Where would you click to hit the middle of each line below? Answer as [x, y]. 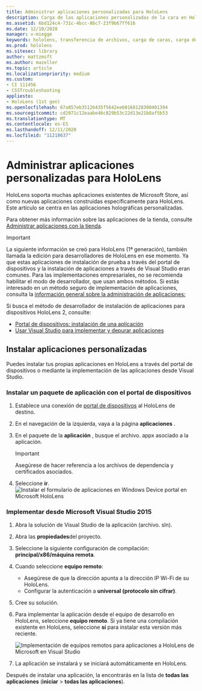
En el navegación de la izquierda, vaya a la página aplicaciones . [95, 423]
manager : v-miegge [29, 34]
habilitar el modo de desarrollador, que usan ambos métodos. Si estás [93, 281]
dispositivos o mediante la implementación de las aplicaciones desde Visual [100, 370]
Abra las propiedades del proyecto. [58, 537]
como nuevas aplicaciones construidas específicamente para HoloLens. [95, 201]
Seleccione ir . [32, 483]
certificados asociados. [44, 471]
